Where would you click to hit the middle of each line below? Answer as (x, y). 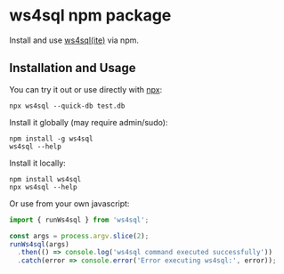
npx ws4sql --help (43, 187)
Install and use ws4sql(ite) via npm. (74, 40)
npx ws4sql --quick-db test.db (67, 106)
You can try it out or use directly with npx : (86, 89)
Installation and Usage (73, 68)
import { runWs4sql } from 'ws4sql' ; (79, 220)
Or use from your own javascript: (69, 203)
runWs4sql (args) (39, 244)
